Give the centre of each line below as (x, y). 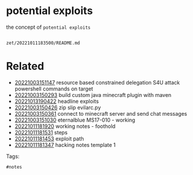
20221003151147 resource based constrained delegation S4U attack (97, 82)
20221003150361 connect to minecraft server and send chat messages (101, 113)
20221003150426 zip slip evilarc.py (58, 107)
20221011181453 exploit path (49, 139)
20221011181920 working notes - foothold (65, 126)
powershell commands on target (54, 89)
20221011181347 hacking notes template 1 (65, 144)
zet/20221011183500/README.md (43, 43)
